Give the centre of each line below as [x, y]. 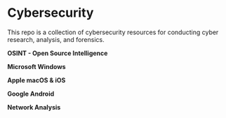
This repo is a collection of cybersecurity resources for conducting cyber [113, 32]
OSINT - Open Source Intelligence [58, 53]
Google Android [31, 94]
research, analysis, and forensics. [56, 39]
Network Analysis [34, 107]
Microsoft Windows [36, 66]
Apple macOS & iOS [36, 80]
